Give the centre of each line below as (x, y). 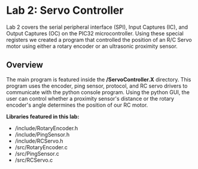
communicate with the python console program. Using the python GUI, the (98, 92)
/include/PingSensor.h (42, 134)
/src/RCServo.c (34, 160)
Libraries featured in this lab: (43, 116)
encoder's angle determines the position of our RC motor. (77, 105)
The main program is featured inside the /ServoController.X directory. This (99, 79)
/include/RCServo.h (39, 141)
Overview (25, 65)
